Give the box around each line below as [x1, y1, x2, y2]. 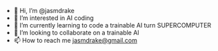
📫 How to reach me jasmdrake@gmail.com [13, 37, 138, 44]
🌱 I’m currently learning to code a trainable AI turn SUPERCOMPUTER [13, 21, 212, 29]
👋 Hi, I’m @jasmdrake [13, 7, 75, 14]
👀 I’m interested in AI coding [13, 14, 95, 22]
